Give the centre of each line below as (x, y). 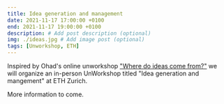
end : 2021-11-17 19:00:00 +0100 (54, 27)
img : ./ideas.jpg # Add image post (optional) (76, 40)
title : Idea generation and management (65, 14)
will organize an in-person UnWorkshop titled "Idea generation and (103, 73)
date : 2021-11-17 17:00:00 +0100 (56, 20)
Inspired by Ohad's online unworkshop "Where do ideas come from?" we (112, 66)
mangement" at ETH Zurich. (47, 81)
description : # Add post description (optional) (79, 33)
